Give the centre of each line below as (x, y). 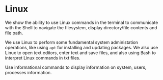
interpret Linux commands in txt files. (43, 58)
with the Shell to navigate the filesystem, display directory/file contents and (81, 27)
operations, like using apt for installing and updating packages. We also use (81, 47)
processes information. (28, 72)
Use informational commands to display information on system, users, (76, 67)
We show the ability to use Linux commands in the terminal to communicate (81, 22)
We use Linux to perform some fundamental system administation (72, 42)
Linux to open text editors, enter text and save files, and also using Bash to (81, 53)
